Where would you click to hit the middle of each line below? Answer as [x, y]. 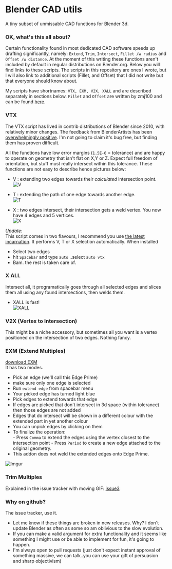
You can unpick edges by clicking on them [58, 427]
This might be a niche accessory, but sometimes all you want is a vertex [81, 332]
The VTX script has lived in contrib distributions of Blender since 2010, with [85, 126]
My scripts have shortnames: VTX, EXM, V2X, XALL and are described [78, 91]
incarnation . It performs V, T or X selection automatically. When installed [82, 241]
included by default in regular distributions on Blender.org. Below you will [83, 65]
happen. [22, 545]
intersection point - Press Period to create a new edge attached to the [87, 443]
